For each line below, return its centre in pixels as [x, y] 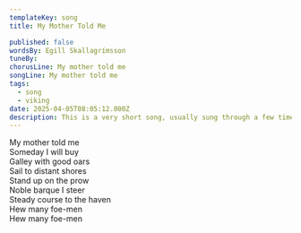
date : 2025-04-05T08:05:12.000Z [69, 108]
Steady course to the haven [60, 200]
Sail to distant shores [48, 171]
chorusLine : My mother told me [68, 67]
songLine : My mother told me [64, 76]
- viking [34, 100]
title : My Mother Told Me [57, 26]
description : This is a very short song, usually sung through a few [142, 117]
